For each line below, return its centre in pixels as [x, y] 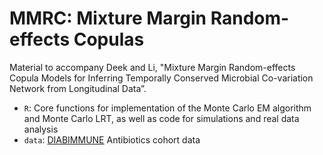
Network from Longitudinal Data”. [78, 88]
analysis [41, 129]
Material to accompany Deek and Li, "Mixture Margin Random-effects [152, 67]
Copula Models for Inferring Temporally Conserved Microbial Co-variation [161, 78]
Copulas [109, 39]
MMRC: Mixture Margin [108, 18]
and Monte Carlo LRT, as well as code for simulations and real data [161, 118]
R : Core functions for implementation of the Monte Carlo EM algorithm [167, 108]
